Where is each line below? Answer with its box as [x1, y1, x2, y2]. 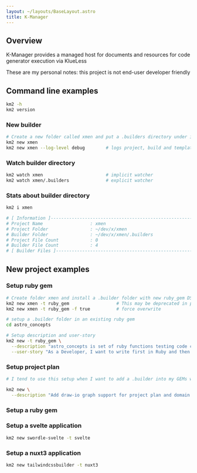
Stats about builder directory [6, 191, 90, 199]
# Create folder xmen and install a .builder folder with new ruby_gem [6, 295, 185, 301]
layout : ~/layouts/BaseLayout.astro [6, 8, 96, 15]
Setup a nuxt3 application [6, 449, 81, 457]
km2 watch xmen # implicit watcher [6, 172, 154, 178]
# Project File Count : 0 [6, 237, 98, 243]
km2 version [6, 107, 35, 113]
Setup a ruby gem [6, 406, 57, 414]
